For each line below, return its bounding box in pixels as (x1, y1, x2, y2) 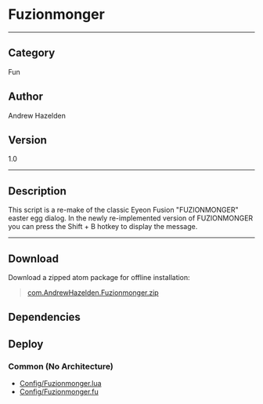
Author (8, 90, 43, 104)
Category (8, 46, 56, 60)
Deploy (8, 337, 44, 351)
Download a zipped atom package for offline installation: (8, 273, 190, 282)
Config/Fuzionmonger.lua (19, 379, 102, 388)
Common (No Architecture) (8, 361, 113, 372)
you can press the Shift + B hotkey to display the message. (8, 222, 198, 231)
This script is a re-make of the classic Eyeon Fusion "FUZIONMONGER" (8, 206, 239, 215)
